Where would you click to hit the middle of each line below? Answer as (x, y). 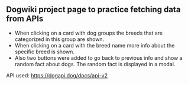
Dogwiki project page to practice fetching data (93, 10)
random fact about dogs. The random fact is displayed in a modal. (95, 64)
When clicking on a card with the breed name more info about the (95, 45)
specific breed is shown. (45, 52)
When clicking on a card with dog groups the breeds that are (89, 33)
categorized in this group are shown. (59, 39)
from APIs (25, 19)
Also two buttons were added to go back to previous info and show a (98, 57)
